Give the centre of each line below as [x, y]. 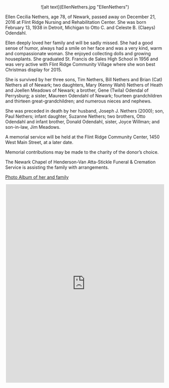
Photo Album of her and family [37, 177]
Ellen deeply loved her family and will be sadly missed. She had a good [79, 43]
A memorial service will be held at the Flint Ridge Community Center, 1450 [82, 137]
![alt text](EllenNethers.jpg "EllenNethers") [85, 7]
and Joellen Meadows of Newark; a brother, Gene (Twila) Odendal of [77, 90]
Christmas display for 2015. [34, 70]
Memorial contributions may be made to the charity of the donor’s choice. [82, 152]
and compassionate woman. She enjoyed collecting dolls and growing [78, 54]
